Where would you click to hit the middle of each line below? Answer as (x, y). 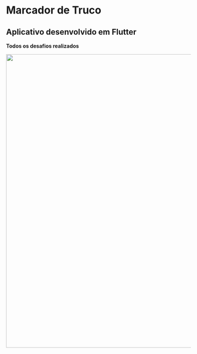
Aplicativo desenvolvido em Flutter (71, 32)
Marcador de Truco (54, 10)
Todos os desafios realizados (43, 46)
